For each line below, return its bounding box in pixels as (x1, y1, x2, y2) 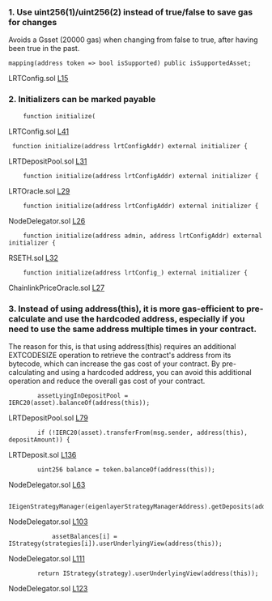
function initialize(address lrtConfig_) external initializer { (23, 268, 249, 277)
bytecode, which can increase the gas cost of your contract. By (8, 359, 220, 369)
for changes (8, 16, 57, 28)
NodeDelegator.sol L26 (8, 215, 86, 225)
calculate (8, 313, 46, 324)
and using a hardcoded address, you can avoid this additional (46, 367, 253, 377)
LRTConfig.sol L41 (8, 126, 70, 136)
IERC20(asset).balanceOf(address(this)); (8, 399, 151, 407)
